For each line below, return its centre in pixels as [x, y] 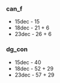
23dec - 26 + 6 [33, 34]
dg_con [17, 49]
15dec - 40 [28, 62]
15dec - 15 [27, 22]
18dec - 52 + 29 [34, 68]
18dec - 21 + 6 [32, 28]
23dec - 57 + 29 [34, 75]
